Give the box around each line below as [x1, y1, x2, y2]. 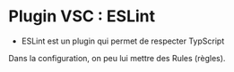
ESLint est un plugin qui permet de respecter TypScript [21, 36, 225, 46]
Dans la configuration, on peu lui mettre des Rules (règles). [8, 52, 226, 63]
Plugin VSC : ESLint [8, 6, 156, 27]
